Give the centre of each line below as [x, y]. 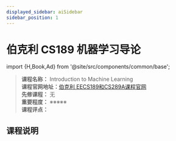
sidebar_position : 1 [33, 18]
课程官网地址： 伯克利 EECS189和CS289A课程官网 [84, 87]
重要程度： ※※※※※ [44, 102]
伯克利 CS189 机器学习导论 [74, 50]
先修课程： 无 [38, 94]
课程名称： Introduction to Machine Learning [77, 79]
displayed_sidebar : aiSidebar [45, 12]
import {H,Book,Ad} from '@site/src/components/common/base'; [88, 67]
